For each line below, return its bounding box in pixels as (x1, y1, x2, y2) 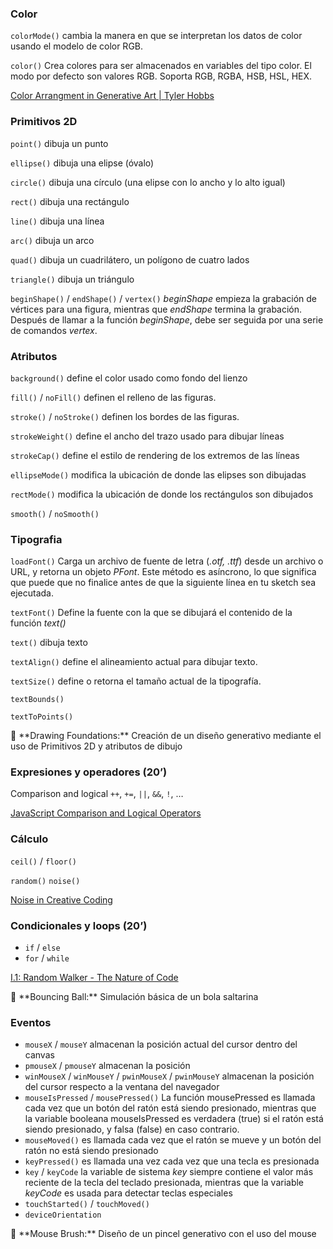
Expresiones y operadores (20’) (10, 765, 168, 779)
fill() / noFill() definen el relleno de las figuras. (10, 391, 217, 403)
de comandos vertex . (10, 324, 98, 336)
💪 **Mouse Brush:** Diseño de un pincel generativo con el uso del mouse (10, 1228, 317, 1240)
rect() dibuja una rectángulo (10, 195, 130, 207)
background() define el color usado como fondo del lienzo (10, 372, 248, 384)
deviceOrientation (24, 1210, 102, 1221)
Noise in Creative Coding (10, 893, 113, 906)
